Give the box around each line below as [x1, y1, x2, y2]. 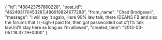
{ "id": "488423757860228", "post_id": [5, 4, 83, 10]
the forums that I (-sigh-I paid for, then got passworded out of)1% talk [5, 19, 144, 25]
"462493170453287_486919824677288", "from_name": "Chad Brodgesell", [5, 9, 155, 15]
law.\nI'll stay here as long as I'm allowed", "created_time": [5, 25, 121, 30]
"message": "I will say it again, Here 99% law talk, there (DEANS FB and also [5, 14, 158, 20]
